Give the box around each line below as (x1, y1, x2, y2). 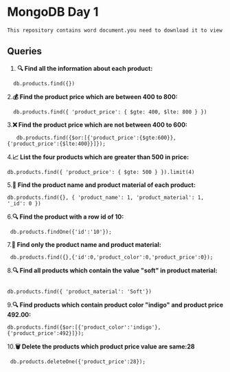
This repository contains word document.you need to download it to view (7, 27, 223, 34)
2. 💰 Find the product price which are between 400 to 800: (7, 92, 178, 100)
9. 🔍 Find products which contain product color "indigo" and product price (7, 300, 224, 309)
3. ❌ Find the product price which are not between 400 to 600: (7, 120, 187, 129)
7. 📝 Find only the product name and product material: (7, 240, 161, 248)
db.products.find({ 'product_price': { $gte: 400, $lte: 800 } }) (13, 108, 207, 116)
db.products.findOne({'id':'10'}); (10, 228, 112, 235)
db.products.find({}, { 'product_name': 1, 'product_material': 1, (7, 194, 205, 201)
